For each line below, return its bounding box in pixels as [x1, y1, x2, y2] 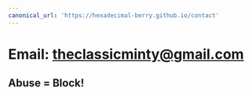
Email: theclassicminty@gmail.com [8, 45, 245, 63]
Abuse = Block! [8, 76, 85, 90]
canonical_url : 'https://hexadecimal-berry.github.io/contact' [8, 11, 220, 20]
